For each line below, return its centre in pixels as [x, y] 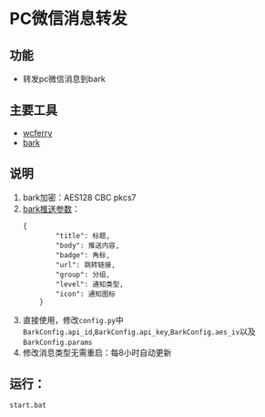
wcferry [37, 132]
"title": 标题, [83, 235]
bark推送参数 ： [51, 208]
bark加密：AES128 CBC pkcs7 [79, 197]
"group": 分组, [83, 275]
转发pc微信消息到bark [64, 79]
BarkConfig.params [57, 342]
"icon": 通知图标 [86, 294]
